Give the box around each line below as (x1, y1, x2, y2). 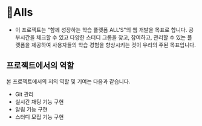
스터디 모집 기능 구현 (15, 113, 64, 120)
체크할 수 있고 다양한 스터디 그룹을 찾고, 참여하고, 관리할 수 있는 (36, 33, 186, 41)
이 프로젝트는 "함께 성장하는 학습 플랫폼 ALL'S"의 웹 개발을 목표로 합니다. (15, 26, 187, 33)
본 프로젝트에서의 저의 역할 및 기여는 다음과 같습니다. (6, 78, 131, 85)
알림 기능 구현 (15, 106, 48, 113)
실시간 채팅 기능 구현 (15, 98, 64, 105)
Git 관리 (15, 90, 34, 98)
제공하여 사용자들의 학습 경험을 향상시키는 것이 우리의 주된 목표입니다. (31, 41, 197, 48)
